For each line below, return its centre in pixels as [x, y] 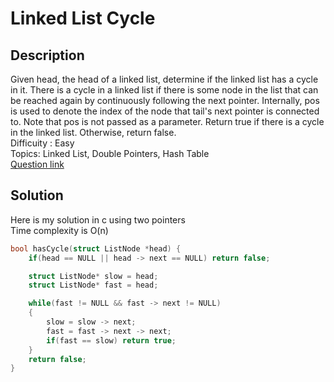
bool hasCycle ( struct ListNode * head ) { [96, 248]
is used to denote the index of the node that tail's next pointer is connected [165, 111]
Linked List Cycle [83, 18]
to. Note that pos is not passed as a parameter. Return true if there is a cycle [167, 121]
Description [47, 55]
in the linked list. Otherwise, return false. [93, 132]
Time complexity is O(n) [59, 230]
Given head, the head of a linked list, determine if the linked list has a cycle [164, 79]
